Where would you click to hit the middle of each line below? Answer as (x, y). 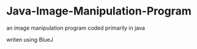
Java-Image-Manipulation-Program (99, 11)
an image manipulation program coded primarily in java (76, 28)
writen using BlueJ (30, 39)
